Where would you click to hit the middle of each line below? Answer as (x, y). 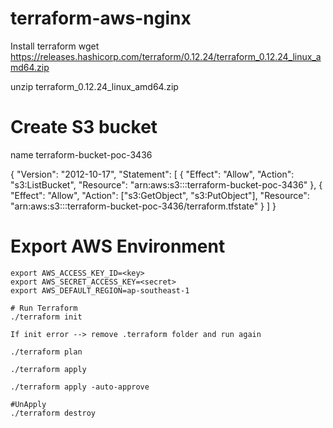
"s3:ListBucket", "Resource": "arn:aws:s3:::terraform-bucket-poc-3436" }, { (166, 184)
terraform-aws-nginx (101, 18)
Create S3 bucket (84, 127)
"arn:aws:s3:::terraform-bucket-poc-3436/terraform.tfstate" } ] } (143, 206)
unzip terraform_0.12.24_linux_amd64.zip (94, 86)
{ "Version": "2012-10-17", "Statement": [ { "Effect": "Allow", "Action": (152, 174)
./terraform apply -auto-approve (80, 387)
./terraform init (46, 317)
